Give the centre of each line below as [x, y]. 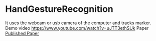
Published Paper [22, 33]
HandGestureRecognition [59, 9]
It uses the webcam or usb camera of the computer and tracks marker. [78, 23]
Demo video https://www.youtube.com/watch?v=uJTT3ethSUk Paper [77, 28]
